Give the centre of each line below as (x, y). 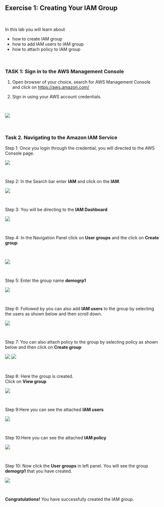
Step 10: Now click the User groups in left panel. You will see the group (77, 466)
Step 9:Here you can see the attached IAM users (54, 410)
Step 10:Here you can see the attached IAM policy (56, 438)
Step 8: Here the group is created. (39, 376)
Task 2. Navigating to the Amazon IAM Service (61, 138)
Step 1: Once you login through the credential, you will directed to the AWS (80, 148)
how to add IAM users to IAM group (48, 44)
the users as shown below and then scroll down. (54, 314)
